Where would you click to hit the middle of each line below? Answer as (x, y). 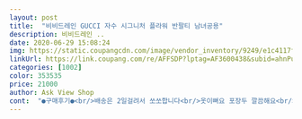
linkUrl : (26, 59)
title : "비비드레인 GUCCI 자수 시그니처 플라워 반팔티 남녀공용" (116, 26)
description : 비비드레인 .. (57, 34)
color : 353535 (36, 76)
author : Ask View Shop (52, 92)
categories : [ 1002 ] (46, 68)
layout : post (34, 17)
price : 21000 (34, 84)
